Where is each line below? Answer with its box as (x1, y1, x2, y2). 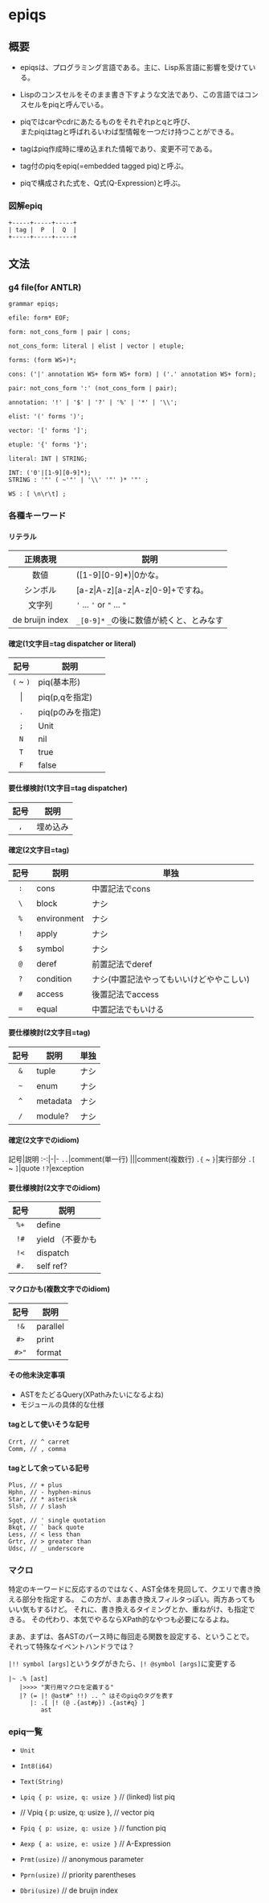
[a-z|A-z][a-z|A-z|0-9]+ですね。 (75, 585, 209, 596)
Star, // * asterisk (8, 1495, 78, 1504)
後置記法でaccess (92, 988, 159, 999)
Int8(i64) (19, 1762, 54, 1770)
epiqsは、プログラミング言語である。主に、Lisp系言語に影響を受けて (19, 63, 249, 72)
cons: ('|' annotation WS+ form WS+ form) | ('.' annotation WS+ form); (8, 370, 257, 378)
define (36, 1219, 61, 1230)
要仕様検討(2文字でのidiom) (8, 1183, 101, 1192)
